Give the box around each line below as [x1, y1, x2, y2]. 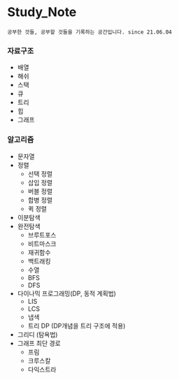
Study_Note [7, 4, 77, 20]
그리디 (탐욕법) [17, 330, 58, 339]
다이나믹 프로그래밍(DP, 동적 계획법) [17, 289, 117, 298]
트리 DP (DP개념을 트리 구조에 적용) [27, 321, 126, 330]
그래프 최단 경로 [17, 339, 61, 347]
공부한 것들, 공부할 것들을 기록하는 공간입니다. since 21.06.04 [7, 29, 173, 36]
